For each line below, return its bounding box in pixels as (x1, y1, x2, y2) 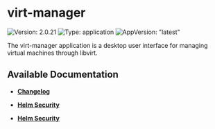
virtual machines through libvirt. (7, 49, 98, 57)
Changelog (17, 87, 51, 95)
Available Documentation (7, 69, 119, 80)
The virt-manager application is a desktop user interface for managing (7, 41, 208, 49)
